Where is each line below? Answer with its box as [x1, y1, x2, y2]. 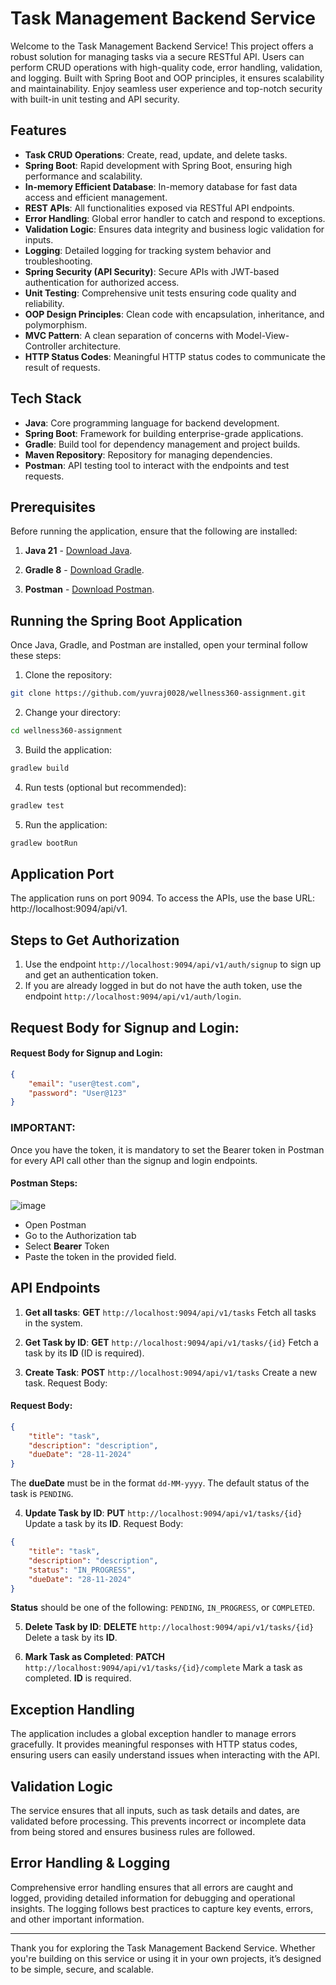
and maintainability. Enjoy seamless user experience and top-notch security [10, 82, 323, 94]
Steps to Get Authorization [10, 932, 180, 949]
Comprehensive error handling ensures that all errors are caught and [10, 1881, 294, 1893]
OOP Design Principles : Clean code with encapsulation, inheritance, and [24, 308, 325, 320]
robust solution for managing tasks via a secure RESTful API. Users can [10, 50, 305, 62]
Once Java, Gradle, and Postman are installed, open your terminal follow [10, 639, 308, 651]
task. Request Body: [24, 1377, 108, 1389]
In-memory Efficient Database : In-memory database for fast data [24, 180, 298, 192]
